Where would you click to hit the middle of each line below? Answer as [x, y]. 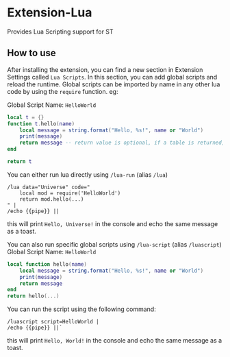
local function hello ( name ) [47, 264]
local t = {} [26, 117]
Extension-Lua [50, 13]
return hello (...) [33, 296]
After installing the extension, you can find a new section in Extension [105, 69]
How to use [31, 53]
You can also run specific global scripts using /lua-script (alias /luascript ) [114, 244]
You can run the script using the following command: [81, 309]
